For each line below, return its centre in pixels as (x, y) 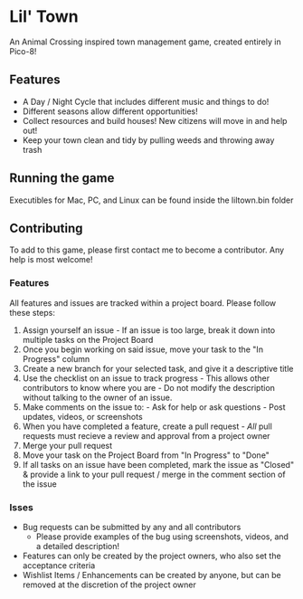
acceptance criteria (59, 565)
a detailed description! (78, 546)
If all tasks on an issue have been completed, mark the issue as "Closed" (158, 464)
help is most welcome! (51, 260)
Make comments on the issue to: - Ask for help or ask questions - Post (154, 407)
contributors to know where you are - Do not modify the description (149, 387)
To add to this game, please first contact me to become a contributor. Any (147, 250)
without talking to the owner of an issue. (97, 397)
